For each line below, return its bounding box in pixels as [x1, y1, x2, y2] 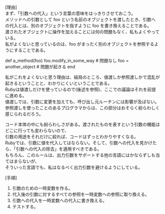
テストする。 [12, 204, 38, 210]
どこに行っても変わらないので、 [5, 128, 69, 134]
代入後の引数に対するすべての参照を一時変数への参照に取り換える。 [12, 191, 150, 197]
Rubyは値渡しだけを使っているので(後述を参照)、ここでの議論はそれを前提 [5, 86, 156, 92]
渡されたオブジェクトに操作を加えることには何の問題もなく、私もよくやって [5, 29, 160, 34]
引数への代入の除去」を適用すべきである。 [15, 146, 102, 152]
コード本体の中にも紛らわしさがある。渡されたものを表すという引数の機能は [5, 122, 160, 127]
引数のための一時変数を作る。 [12, 186, 73, 191]
